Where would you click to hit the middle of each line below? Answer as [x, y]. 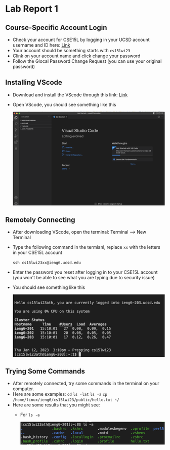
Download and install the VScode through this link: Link [70, 95]
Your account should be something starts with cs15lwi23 [71, 50]
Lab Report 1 [32, 9]
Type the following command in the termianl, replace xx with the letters [86, 247]
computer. [23, 389]
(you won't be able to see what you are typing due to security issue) [84, 277]
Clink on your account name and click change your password [76, 56]
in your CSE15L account [37, 252]
